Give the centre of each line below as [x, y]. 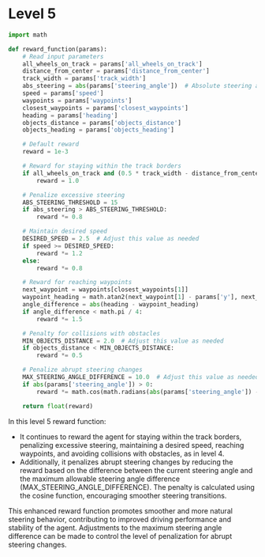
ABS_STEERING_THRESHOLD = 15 [70, 203]
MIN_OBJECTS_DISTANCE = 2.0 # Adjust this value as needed [123, 341]
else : [32, 261]
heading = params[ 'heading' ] [70, 116]
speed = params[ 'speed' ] [63, 93]
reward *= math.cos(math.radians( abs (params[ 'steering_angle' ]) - [148, 392]
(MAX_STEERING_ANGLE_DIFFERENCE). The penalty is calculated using [137, 487]
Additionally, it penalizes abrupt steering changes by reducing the [126, 462]
